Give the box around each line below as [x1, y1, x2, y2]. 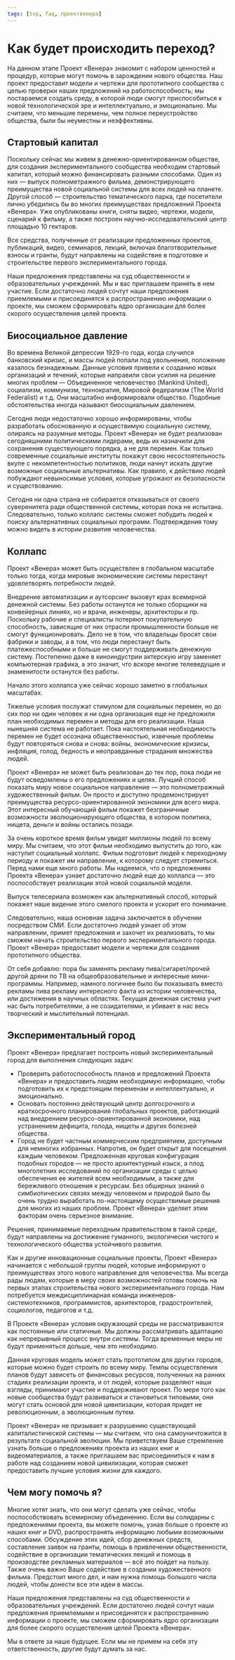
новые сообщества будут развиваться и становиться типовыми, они [7, 1393, 214, 1401]
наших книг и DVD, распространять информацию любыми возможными [7, 1527, 224, 1536]
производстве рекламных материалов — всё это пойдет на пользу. [7, 1557, 210, 1566]
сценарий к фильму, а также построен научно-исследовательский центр [7, 215, 227, 224]
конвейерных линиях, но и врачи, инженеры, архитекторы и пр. [7, 607, 199, 616]
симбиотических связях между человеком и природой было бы [17, 1189, 210, 1197]
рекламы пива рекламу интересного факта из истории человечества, [7, 987, 217, 995]
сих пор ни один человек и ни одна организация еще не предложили [7, 709, 215, 718]
